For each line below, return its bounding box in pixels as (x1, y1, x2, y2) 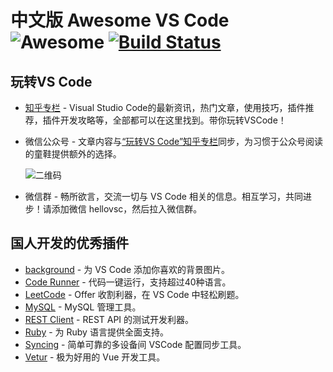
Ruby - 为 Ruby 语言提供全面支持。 (24, 326, 169, 338)
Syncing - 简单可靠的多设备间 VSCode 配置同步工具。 (24, 338, 247, 350)
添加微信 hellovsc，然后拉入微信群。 (51, 203, 203, 215)
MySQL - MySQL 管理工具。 (24, 301, 142, 313)
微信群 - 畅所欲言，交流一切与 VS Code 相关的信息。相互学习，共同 (24, 191, 303, 202)
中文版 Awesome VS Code (10, 9, 230, 32)
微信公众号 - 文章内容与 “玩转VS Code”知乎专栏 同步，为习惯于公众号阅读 (24, 136, 324, 147)
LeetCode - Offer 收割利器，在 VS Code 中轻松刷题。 (24, 288, 245, 300)
